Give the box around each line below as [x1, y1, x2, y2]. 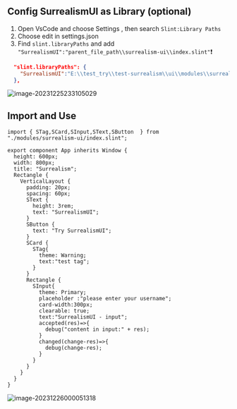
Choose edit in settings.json [17, 32, 99, 40]
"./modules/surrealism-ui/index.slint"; [7, 135, 128, 142]
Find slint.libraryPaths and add [17, 39, 115, 48]
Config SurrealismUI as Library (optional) [7, 6, 192, 18]
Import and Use [7, 109, 76, 122]
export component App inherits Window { [7, 147, 128, 154]
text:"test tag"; [38, 258, 90, 265]
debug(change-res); [44, 345, 102, 352]
